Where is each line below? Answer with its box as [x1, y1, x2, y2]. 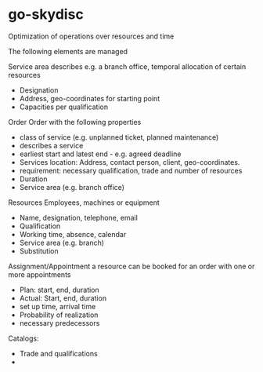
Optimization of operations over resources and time [8, 31, 175, 41]
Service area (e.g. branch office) [19, 182, 125, 191]
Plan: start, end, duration [19, 285, 99, 294]
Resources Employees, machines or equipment [8, 198, 160, 207]
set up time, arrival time [19, 301, 96, 311]
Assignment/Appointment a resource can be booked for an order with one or [8, 261, 255, 271]
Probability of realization [19, 310, 99, 319]
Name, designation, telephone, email [19, 213, 139, 222]
